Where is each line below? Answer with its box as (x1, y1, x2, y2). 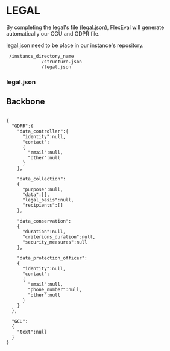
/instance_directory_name (8, 53, 74, 59)
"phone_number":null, (28, 286, 83, 292)
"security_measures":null (22, 239, 87, 245)
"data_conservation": (17, 218, 71, 224)
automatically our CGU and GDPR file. (6, 30, 100, 37)
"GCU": (11, 318, 28, 324)
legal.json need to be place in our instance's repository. (6, 42, 144, 49)
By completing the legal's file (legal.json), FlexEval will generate (6, 24, 165, 31)
